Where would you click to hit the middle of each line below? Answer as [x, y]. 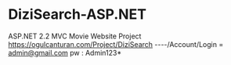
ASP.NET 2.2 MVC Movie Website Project [75, 36]
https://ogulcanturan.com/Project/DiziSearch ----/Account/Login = [116, 44]
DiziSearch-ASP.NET [78, 14]
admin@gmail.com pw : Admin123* [65, 52]
